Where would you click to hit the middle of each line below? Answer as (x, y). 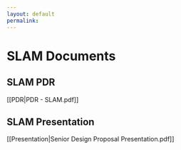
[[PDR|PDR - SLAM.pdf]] (43, 99)
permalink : (23, 21)
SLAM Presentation (51, 122)
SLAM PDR (31, 82)
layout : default (31, 14)
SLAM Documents (61, 56)
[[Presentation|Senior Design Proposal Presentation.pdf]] (90, 139)
